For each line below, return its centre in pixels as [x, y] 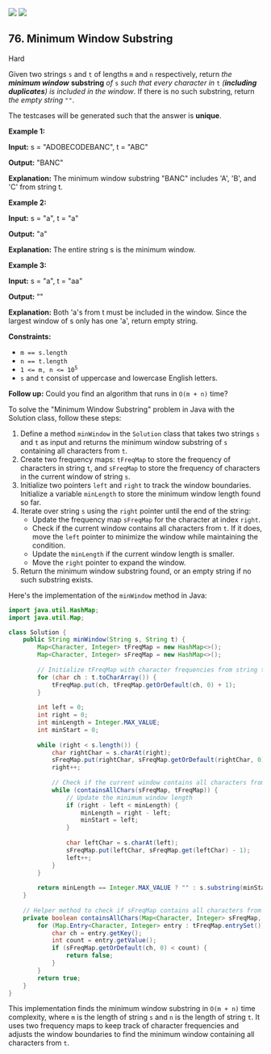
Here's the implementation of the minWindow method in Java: [108, 595]
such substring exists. [56, 579]
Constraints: [30, 337]
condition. [49, 545]
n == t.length [44, 361]
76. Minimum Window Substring [91, 39]
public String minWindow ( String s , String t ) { [104, 640]
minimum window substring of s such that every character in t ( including [133, 83]
